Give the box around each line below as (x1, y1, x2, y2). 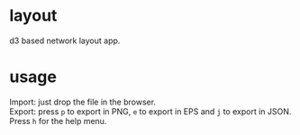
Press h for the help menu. (9, 115, 107, 126)
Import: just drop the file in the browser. (9, 96, 156, 107)
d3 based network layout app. (9, 35, 121, 46)
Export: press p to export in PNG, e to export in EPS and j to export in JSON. (9, 105, 292, 117)
